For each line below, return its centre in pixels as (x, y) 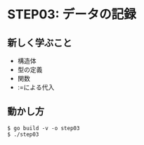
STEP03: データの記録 (72, 14)
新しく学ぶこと (40, 43)
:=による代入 (36, 87)
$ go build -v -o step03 (44, 128)
